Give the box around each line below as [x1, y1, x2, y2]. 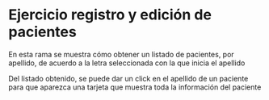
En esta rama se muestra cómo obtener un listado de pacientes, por [8, 49, 234, 59]
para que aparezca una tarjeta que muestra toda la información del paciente [8, 82, 262, 92]
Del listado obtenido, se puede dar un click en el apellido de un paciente [8, 73, 249, 83]
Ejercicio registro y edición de [8, 6, 212, 24]
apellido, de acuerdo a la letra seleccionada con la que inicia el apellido [8, 58, 246, 68]
